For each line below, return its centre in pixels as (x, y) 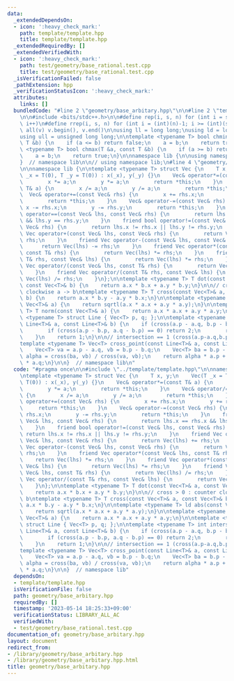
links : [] (34, 104)
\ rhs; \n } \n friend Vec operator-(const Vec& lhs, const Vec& (123, 240)
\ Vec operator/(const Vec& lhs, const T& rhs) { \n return (118, 266)
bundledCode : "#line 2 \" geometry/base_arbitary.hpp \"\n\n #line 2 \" (116, 111)
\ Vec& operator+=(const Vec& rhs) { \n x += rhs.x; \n (112, 195)
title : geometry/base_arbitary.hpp (59, 667)
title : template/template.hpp (64, 40)
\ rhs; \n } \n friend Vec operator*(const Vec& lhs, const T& (119, 454)
